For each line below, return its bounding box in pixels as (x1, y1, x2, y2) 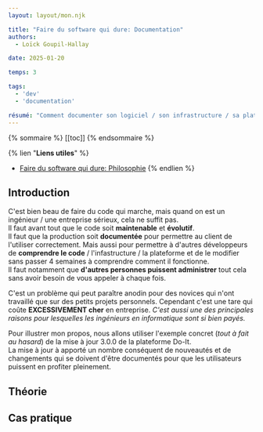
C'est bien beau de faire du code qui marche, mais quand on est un (8, 207, 225, 216)
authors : (8, 33, 37, 41)
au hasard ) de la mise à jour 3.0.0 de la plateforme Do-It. (8, 337, 192, 347)
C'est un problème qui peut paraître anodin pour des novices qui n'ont (8, 289, 235, 298)
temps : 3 (8, 68, 37, 77)
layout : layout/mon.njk (8, 11, 86, 20)
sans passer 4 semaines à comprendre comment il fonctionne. (8, 256, 210, 267)
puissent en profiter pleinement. (8, 362, 111, 372)
